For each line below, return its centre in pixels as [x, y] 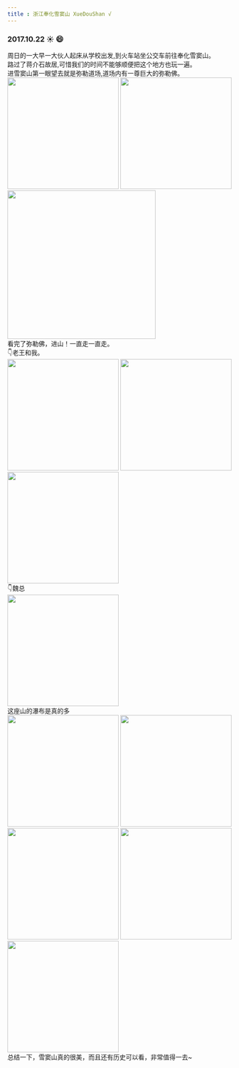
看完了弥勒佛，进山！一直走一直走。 [60, 343]
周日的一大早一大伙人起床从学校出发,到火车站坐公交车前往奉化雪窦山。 [111, 55]
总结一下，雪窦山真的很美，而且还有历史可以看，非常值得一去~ [100, 1057]
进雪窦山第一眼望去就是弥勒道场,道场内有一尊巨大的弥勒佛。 [96, 73]
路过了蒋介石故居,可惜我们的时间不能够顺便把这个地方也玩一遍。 [102, 64]
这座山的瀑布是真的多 [38, 710]
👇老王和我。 [26, 352]
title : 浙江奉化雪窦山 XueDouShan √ [59, 14]
